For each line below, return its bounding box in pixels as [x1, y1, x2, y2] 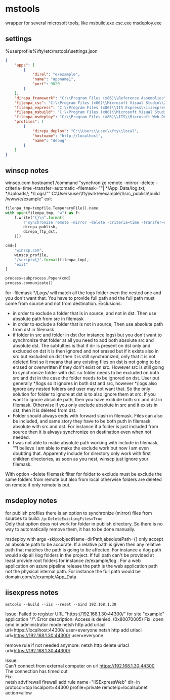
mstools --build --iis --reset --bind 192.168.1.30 [5, 602, 116, 607]
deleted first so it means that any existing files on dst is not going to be [12, 359, 160, 365]
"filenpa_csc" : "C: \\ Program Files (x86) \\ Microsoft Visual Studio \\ [14, 100, 164, 106]
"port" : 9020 [32, 82, 60, 87]
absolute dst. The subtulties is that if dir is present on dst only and [12, 343, 151, 349]
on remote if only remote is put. [5, 482, 71, 488]
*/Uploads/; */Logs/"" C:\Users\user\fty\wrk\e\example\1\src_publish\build [5, 190, 160, 196]
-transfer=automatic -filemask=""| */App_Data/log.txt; [32, 185, 146, 191]
